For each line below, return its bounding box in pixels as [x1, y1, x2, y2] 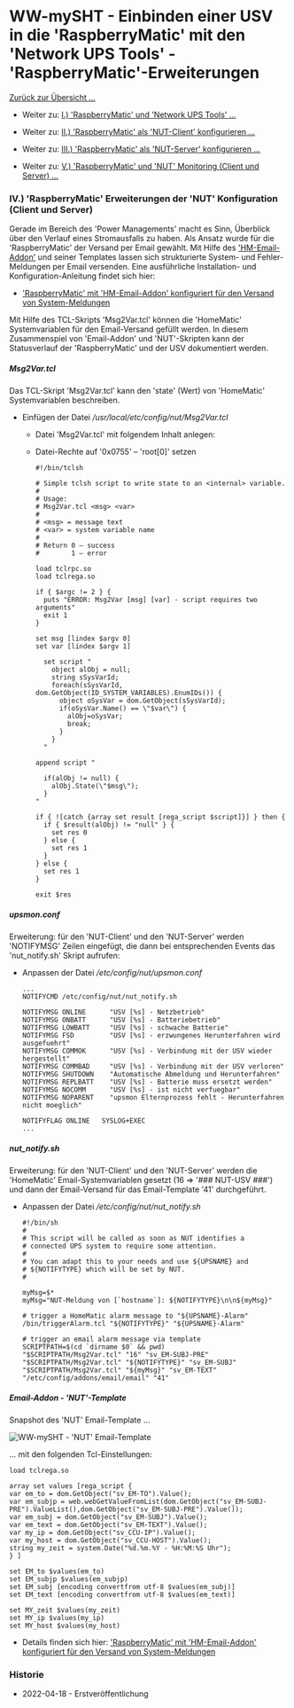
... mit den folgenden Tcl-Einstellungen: [9, 1449, 152, 1460]
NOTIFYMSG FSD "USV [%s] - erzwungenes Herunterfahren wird [21, 1031, 281, 1040]
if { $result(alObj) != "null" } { [43, 820, 175, 830]
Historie [9, 1669, 44, 1681]
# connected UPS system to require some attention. [21, 1242, 217, 1251]
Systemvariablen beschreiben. [9, 395, 120, 405]
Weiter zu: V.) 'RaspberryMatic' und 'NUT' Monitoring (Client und [21, 161, 259, 171]
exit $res [35, 890, 73, 899]
